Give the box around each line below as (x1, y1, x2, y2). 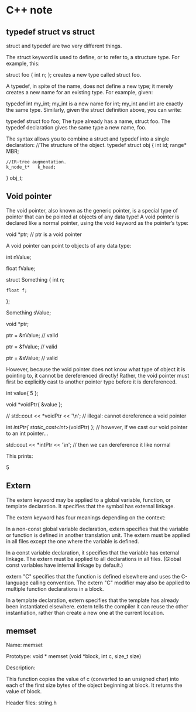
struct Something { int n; (6, 276, 65, 283)
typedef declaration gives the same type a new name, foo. (6, 124, 147, 131)
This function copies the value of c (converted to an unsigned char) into (6, 676, 180, 683)
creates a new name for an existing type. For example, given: (6, 89, 153, 95)
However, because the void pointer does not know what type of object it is (6, 365, 185, 372)
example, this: (6, 60, 40, 67)
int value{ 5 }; (6, 389, 39, 396)
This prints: (6, 452, 33, 460)
